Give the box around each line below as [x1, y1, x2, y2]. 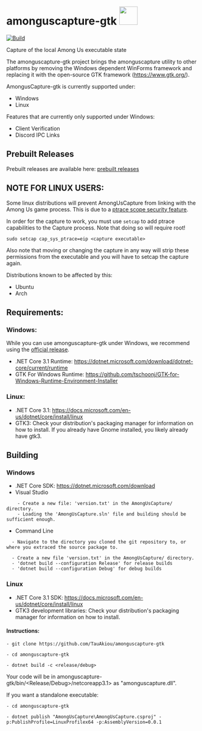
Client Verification [15, 125, 60, 132]
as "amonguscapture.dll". [113, 679, 177, 686]
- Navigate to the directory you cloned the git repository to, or [12, 539, 187, 545]
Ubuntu [15, 283, 35, 290]
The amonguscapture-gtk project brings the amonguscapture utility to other [6, 58, 197, 65]
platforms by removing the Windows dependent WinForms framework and [6, 64, 192, 71]
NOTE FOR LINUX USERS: [6, 183, 105, 194]
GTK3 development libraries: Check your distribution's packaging [15, 606, 179, 614]
